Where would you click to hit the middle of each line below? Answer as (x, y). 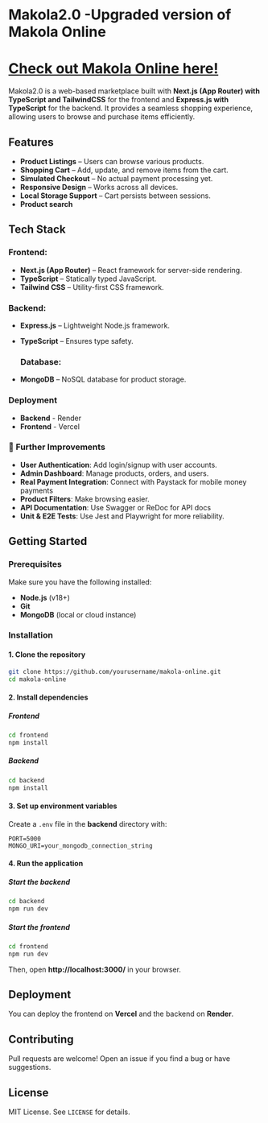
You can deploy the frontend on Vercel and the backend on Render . (121, 1014)
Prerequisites (35, 564)
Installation (31, 635)
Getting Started (48, 541)
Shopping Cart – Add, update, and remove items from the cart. (124, 170)
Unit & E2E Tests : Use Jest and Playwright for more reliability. (122, 516)
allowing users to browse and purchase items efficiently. (102, 117)
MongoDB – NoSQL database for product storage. (103, 379)
